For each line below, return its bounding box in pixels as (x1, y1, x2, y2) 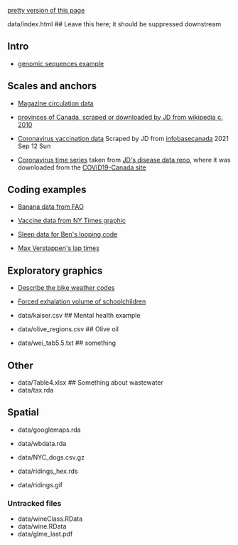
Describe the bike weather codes (17, 284, 115, 292)
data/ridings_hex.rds (17, 467, 78, 475)
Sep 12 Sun (17, 142, 51, 150)
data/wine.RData (17, 522, 67, 531)
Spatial (7, 406, 39, 419)
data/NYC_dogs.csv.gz (17, 452, 85, 462)
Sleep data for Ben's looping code (17, 230, 118, 239)
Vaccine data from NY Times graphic (17, 217, 126, 225)
